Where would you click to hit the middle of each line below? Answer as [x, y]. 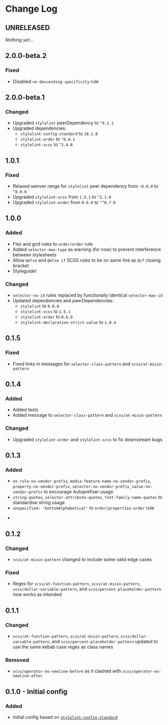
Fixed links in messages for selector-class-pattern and [72, 364]
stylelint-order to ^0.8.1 [48, 139]
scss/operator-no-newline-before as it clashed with [67, 671]
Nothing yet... [20, 40]
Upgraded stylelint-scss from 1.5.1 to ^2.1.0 [62, 197]
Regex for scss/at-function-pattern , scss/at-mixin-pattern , [77, 584]
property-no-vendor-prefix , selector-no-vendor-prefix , [72, 486]
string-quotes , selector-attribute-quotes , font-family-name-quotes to [88, 497]
